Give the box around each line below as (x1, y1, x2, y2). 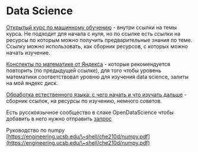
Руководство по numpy (6, 126, 65, 134)
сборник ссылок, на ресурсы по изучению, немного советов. (6, 97, 162, 104)
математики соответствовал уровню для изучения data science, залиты (6, 73, 189, 80)
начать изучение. (6, 49, 50, 56)
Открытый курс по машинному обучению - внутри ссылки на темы (6, 24, 177, 31)
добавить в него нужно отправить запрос (6, 115, 112, 122)
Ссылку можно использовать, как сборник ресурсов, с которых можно (6, 43, 189, 50)
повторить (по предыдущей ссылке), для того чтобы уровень (6, 66, 162, 74)
